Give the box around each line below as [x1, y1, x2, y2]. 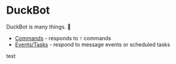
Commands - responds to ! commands [14, 34, 111, 41]
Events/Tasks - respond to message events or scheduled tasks [14, 41, 171, 48]
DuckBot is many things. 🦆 [6, 23, 71, 30]
